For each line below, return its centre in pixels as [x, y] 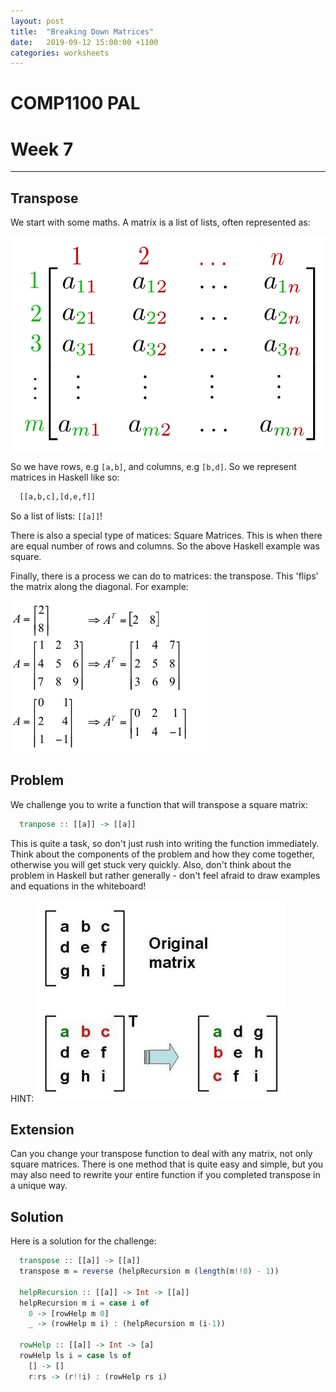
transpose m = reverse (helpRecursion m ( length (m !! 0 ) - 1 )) [149, 1271]
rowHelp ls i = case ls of [75, 1356]
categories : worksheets [60, 53]
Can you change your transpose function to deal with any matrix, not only [161, 1154]
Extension [42, 1129]
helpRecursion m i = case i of [84, 1303]
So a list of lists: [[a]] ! [56, 516]
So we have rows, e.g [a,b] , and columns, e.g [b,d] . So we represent [153, 466]
